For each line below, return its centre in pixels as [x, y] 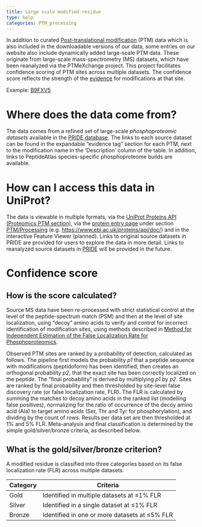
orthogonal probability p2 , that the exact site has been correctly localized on [101, 373]
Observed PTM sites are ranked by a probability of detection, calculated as [99, 354]
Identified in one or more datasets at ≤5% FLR [108, 515]
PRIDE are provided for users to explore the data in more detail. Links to [95, 243]
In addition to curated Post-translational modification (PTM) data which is [97, 40]
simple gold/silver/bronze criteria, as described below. [74, 431]
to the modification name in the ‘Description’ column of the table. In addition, [101, 151]
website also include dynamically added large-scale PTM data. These [93, 53]
